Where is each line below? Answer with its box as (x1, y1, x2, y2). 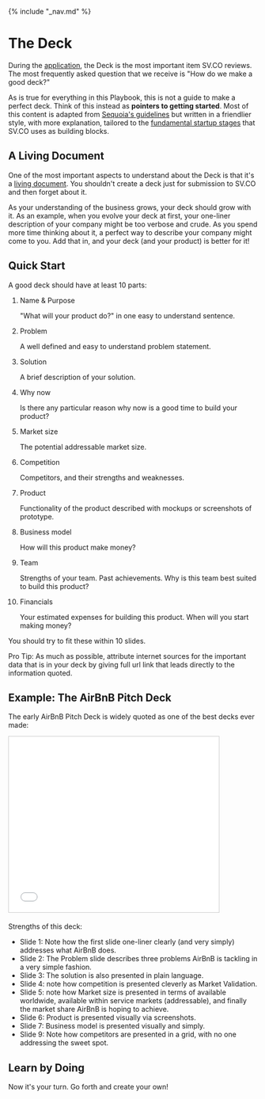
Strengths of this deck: (8, 922, 83, 931)
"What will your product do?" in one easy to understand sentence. (19, 310, 236, 320)
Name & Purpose (19, 295, 75, 305)
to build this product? (19, 581, 89, 591)
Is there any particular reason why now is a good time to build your (19, 403, 238, 413)
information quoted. (8, 668, 73, 678)
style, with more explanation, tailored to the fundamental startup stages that (8, 118, 256, 127)
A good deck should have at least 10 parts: (8, 280, 147, 290)
